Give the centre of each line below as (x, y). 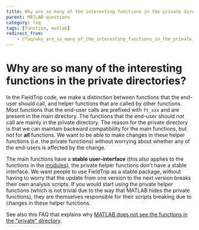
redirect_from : (25, 34)
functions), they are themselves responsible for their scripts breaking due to (99, 196)
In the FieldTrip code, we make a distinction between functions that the (93, 97)
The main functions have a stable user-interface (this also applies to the (95, 159)
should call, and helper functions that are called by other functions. (100, 103)
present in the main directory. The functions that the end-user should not (95, 116)
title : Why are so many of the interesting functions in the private (94, 12)
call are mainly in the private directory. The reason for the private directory (97, 122)
